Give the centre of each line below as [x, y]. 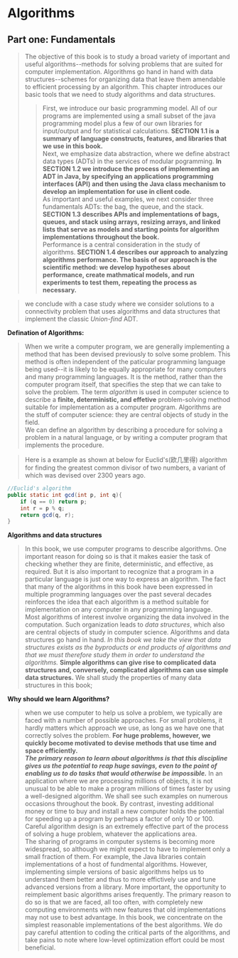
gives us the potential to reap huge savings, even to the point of [121, 766]
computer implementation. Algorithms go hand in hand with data [119, 72]
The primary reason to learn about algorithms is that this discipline [126, 758]
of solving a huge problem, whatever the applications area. [111, 834]
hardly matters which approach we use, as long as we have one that [124, 728]
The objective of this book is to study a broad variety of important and [127, 56]
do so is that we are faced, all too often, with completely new [114, 902]
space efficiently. [51, 751]
